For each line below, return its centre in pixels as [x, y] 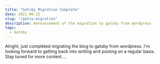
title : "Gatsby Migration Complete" [42, 10]
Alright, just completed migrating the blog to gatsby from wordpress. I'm [78, 46]
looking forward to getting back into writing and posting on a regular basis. [80, 51]
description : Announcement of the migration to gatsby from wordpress [78, 23]
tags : [10, 28]
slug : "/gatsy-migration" [31, 19]
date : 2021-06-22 [23, 14]
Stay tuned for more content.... [36, 56]
